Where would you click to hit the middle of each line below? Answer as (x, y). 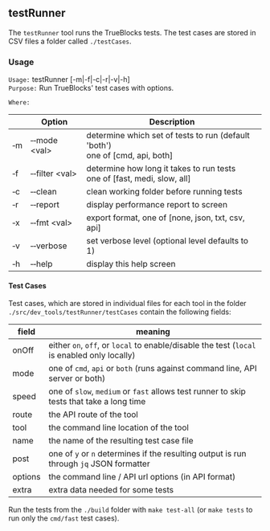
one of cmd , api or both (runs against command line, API (153, 369)
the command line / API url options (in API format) (142, 477)
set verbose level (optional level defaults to (168, 241)
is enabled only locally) (92, 355)
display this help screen (131, 264)
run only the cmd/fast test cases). (64, 518)
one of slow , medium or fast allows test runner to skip (147, 391)
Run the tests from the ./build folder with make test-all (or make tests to (131, 510)
